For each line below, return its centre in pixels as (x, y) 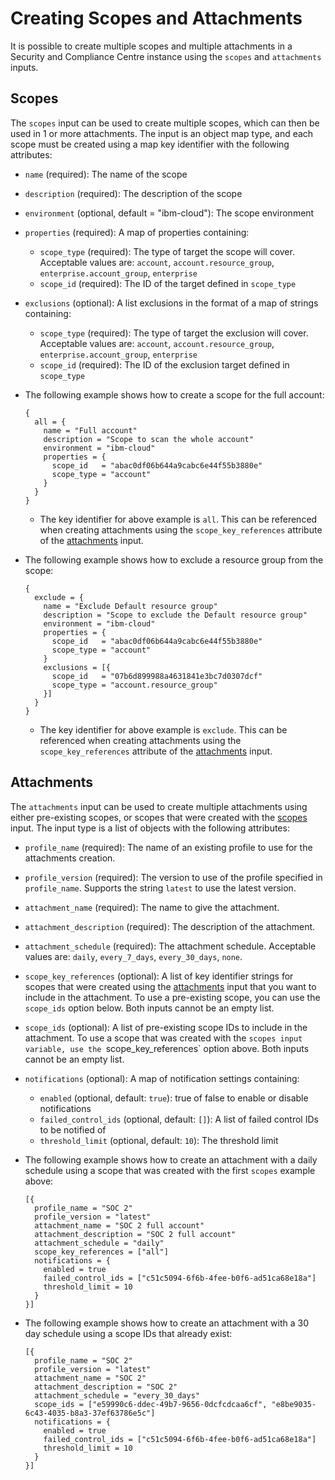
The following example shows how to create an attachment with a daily (171, 1159)
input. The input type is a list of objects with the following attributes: (150, 828)
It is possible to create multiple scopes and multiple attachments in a (151, 46)
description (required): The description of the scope (133, 193)
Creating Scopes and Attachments (156, 18)
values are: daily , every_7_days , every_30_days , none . (133, 956)
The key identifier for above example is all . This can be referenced (178, 519)
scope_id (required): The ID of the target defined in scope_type (168, 283)
